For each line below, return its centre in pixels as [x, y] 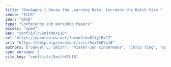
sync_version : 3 [22, 52]
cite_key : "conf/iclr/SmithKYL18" [42, 57]
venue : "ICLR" [20, 15]
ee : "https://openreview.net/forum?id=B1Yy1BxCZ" [59, 38]
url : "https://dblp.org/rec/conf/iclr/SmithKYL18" [60, 43]
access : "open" [21, 29]
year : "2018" [19, 19]
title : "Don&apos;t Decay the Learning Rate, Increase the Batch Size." [84, 10]
